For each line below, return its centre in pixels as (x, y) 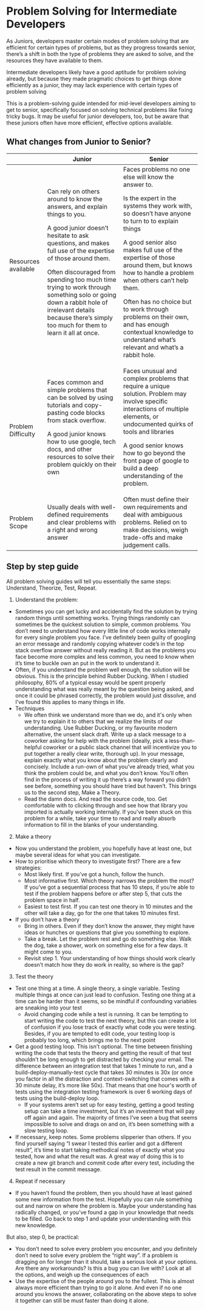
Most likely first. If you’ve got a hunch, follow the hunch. (94, 874)
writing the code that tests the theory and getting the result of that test (103, 1053)
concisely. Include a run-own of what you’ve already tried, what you (109, 766)
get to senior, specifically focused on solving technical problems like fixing (100, 110)
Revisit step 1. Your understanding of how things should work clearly (110, 958)
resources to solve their (81, 456)
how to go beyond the (154, 453)
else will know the (148, 176)
